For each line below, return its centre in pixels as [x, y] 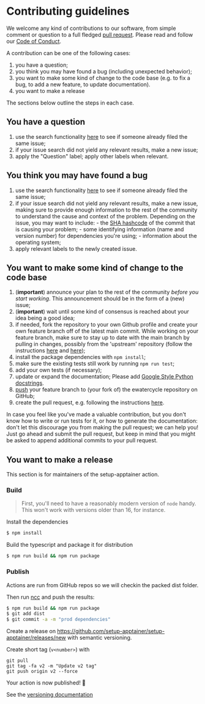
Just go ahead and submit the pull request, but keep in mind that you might [101, 434]
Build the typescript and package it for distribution [70, 545]
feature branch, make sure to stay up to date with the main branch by [102, 338]
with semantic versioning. [99, 638]
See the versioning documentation [50, 695]
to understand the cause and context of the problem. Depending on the [105, 216]
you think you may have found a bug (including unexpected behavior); [104, 71]
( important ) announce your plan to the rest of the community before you [107, 292]
